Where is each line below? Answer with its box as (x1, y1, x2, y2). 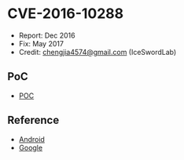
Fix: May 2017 (18, 38, 64, 48)
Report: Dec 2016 (18, 31, 75, 40)
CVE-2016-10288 (7, 5, 124, 23)
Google (18, 143, 43, 152)
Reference (7, 114, 60, 127)
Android (18, 134, 45, 144)
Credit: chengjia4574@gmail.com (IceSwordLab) (18, 47, 177, 56)
